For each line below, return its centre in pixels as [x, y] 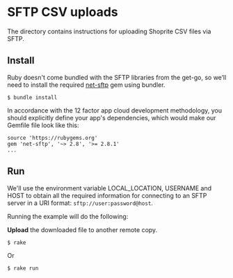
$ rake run [23, 268]
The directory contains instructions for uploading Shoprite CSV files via [109, 31]
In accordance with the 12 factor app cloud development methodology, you [115, 110]
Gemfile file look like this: [43, 125]
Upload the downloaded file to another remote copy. [82, 229]
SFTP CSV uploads [63, 12]
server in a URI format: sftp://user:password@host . [80, 203]
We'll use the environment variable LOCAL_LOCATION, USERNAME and [110, 188]
